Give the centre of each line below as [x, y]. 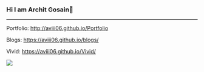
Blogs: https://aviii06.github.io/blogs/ [53, 40]
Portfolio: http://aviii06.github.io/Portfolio [57, 28]
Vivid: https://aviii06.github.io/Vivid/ [51, 52]
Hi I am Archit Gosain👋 [40, 10]
